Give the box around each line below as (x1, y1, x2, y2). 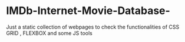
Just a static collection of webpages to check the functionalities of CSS (6, 23, 180, 30)
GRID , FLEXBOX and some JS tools (6, 29, 92, 36)
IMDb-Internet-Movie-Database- (6, 4, 171, 17)
